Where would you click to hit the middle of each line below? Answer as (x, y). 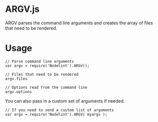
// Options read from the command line (46, 87)
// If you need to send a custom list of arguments (59, 110)
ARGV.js (22, 9)
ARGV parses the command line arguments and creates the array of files (79, 23)
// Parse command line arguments (40, 61)
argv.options (19, 92)
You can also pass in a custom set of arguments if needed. (65, 101)
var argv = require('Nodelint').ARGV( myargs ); (56, 114)
